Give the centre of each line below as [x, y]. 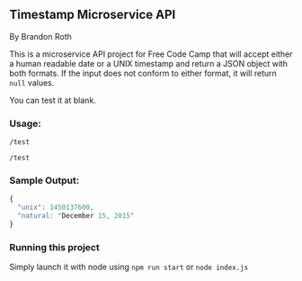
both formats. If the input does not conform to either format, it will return [143, 73]
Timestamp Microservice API [93, 15]
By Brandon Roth [40, 36]
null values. [32, 82]
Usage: [26, 123]
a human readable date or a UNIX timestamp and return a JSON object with [149, 63]
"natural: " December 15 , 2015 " [76, 216]
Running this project [55, 247]
